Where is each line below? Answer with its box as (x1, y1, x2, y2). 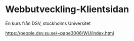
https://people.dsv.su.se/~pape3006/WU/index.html (5, 30, 114, 36)
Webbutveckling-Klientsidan (5, 4, 129, 15)
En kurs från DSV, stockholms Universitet (5, 20, 91, 26)
